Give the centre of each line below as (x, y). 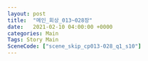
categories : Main (33, 33)
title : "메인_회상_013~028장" (50, 20)
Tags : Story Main (33, 40)
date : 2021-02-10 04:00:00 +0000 (60, 27)
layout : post (27, 14)
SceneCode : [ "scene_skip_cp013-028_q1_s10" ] (74, 46)
